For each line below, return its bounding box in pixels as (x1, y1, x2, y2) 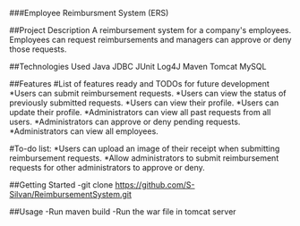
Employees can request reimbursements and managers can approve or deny (9, 35, 292, 45)
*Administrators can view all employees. (9, 126, 159, 137)
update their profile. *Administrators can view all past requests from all (9, 107, 271, 117)
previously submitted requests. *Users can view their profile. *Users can (9, 97, 279, 108)
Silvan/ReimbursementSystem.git (9, 189, 133, 199)
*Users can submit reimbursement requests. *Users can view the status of (9, 88, 287, 98)
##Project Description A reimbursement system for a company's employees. (9, 25, 292, 35)
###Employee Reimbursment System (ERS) (9, 8, 169, 18)
